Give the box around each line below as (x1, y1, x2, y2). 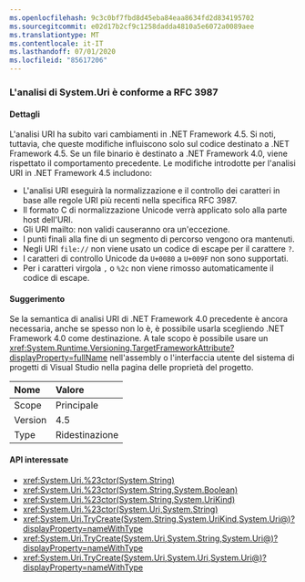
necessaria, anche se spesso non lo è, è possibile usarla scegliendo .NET (9, 323, 285, 334)
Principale (55, 399, 98, 411)
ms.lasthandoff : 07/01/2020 (9, 47, 117, 57)
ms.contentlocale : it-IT (9, 38, 104, 48)
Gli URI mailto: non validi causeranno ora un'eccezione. (22, 224, 230, 235)
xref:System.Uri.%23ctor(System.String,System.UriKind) (22, 494, 236, 504)
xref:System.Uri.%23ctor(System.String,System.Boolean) (22, 484, 239, 495)
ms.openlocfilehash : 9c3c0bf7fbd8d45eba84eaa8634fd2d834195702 (9, 13, 255, 23)
